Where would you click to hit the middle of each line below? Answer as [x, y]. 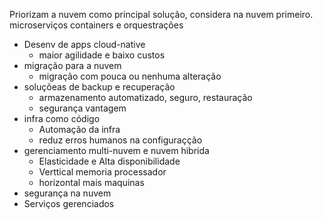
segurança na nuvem [67, 193]
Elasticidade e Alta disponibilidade [109, 161]
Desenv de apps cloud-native [84, 44]
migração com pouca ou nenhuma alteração [130, 76]
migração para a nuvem [72, 65]
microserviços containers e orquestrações [96, 25]
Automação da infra [79, 129]
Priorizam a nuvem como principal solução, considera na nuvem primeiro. [161, 14]
